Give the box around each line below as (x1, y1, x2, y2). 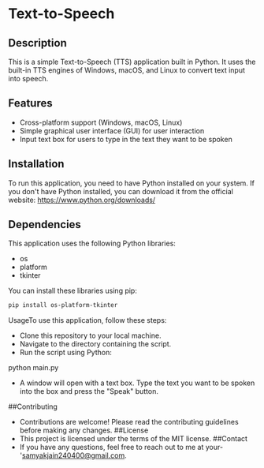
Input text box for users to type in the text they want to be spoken (19, 134, 232, 144)
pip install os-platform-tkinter (8, 301, 118, 309)
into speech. (8, 74, 49, 83)
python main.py (8, 363, 59, 373)
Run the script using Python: (19, 348, 112, 358)
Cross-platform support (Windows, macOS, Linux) (19, 118, 183, 127)
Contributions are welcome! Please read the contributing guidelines (19, 417, 239, 427)
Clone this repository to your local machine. (19, 331, 162, 340)
